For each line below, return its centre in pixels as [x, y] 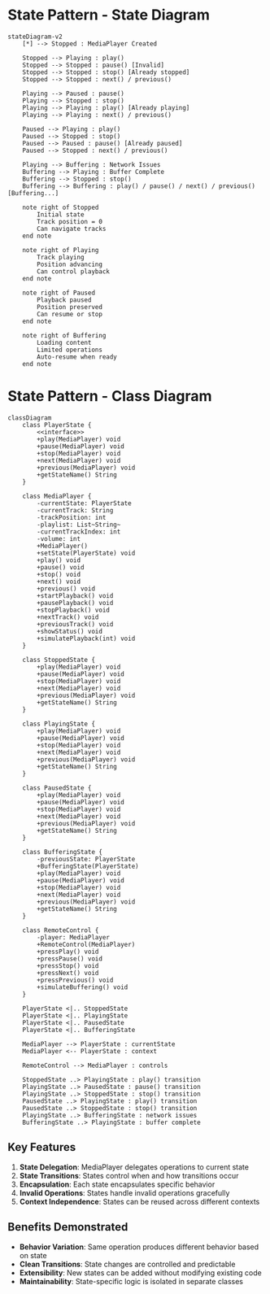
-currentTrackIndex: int [79, 532]
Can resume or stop [70, 314]
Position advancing [70, 264]
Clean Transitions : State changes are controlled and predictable [127, 1264]
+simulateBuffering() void [83, 987]
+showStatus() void [70, 631]
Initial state [61, 214]
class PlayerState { [57, 425]
